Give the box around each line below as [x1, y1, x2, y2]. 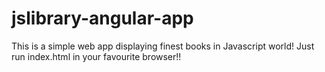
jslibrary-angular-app [11, 7, 194, 30]
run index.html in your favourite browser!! [11, 50, 182, 62]
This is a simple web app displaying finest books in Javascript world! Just [11, 40, 315, 52]
